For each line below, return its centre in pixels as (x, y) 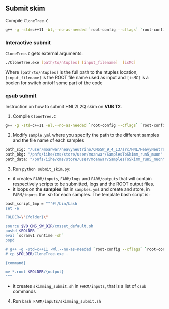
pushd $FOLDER (20, 231)
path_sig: (16, 150)
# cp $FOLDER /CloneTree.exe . (37, 254)
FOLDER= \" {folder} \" (27, 217)
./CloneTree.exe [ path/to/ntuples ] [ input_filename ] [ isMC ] (71, 62)
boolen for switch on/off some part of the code (54, 83)
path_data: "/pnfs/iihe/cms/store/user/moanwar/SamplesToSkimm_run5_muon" (85, 159)
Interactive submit (28, 42)
